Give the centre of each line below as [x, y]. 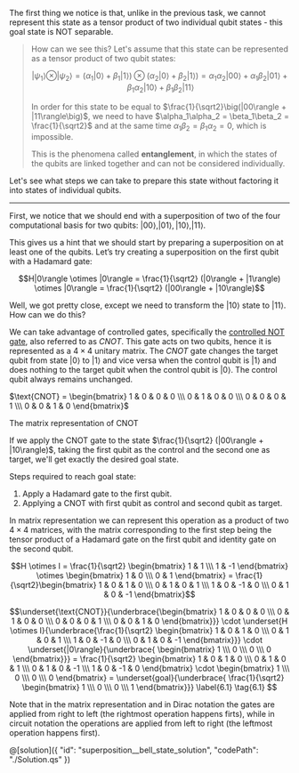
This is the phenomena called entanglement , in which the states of [154, 154]
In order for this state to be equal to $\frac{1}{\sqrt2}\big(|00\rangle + [159, 107]
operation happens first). [55, 733]
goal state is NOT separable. [61, 32]
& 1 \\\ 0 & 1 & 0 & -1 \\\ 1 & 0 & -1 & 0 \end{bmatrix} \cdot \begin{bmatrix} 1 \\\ [149, 668]
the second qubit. [41, 549]
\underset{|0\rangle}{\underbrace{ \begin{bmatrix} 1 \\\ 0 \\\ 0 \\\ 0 [149, 649]
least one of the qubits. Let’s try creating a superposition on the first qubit [144, 252]
